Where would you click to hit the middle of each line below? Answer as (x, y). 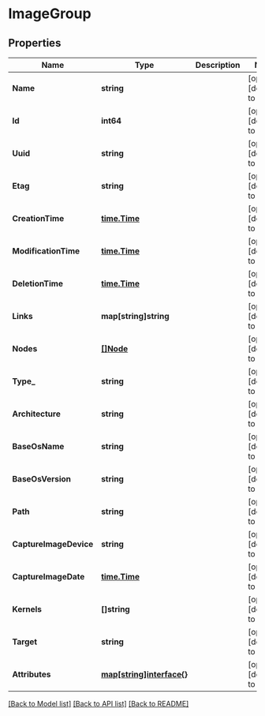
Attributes (32, 674)
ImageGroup (50, 14)
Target (25, 642)
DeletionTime (37, 283)
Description (218, 65)
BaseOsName (38, 446)
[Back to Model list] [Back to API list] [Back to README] (99, 704)
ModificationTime (46, 251)
